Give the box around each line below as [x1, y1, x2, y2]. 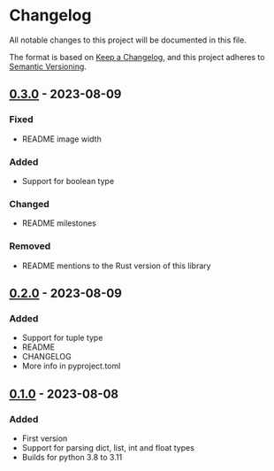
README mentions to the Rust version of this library [21, 260, 211, 271]
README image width [21, 134, 102, 144]
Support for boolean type [21, 175, 115, 186]
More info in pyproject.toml [21, 360, 121, 372]
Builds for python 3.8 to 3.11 [21, 452, 123, 462]
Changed [9, 197, 50, 210]
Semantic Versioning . [9, 61, 87, 72]
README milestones [21, 218, 97, 228]
